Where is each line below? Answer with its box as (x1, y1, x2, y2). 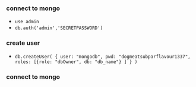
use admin (14, 19, 40, 25)
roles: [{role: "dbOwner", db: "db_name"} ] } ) (14, 58, 138, 65)
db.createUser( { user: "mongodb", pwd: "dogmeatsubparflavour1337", (14, 54, 191, 60)
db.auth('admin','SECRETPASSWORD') (14, 25, 103, 31)
